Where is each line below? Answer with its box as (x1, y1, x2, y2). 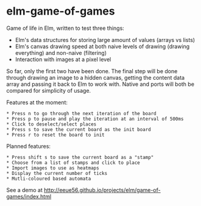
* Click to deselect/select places (6, 121, 97, 127)
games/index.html (6, 193, 52, 200)
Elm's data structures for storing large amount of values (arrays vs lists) (15, 36, 196, 43)
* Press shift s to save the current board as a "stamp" (6, 154, 154, 160)
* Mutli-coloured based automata (6, 176, 91, 182)
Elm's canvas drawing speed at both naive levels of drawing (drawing (15, 43, 190, 50)
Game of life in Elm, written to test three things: (6, 24, 125, 32)
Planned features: (6, 142, 51, 150)
